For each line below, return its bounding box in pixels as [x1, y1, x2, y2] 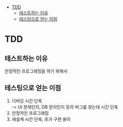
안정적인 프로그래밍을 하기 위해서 [4, 68, 68, 74]
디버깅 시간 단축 [11, 98, 42, 103]
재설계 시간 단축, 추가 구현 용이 [11, 116, 71, 122]
